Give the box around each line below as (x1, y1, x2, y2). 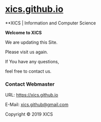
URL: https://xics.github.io (5, 92, 58, 98)
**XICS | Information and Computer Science (5, 20, 97, 26)
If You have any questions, (5, 58, 59, 64)
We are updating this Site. (5, 39, 58, 45)
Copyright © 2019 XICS (5, 111, 53, 118)
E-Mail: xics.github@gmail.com (5, 102, 68, 108)
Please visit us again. (5, 49, 49, 55)
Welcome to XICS (5, 29, 42, 35)
